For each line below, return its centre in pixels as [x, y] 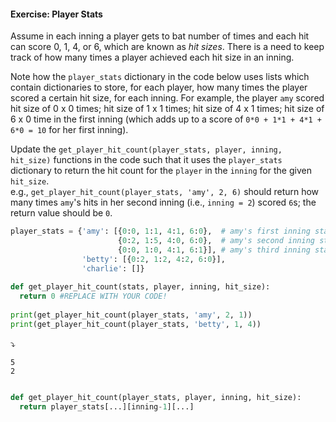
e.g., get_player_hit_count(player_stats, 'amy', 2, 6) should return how [165, 192]
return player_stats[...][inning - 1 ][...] [107, 406]
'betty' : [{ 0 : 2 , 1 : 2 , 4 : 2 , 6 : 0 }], [153, 259]
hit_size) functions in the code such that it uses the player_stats [146, 160]
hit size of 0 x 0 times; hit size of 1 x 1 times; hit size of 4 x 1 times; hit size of [167, 109]
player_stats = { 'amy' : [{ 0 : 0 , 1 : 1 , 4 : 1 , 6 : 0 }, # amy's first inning [160, 231]
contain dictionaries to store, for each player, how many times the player [159, 87]
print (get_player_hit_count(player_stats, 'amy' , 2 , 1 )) [131, 315]
